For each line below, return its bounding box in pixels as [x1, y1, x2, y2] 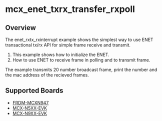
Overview [5, 23, 36, 32]
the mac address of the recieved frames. [5, 72, 89, 78]
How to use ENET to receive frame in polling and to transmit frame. [12, 57, 150, 63]
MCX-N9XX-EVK [12, 110, 47, 116]
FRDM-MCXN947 [12, 99, 49, 105]
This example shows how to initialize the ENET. [12, 51, 109, 57]
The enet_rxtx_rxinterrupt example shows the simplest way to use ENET [5, 36, 153, 42]
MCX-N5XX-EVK [12, 105, 47, 111]
